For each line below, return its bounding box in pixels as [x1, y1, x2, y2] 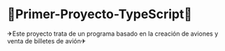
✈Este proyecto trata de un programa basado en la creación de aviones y [7, 29, 219, 38]
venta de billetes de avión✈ [7, 36, 86, 45]
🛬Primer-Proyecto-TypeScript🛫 [7, 6, 192, 22]
